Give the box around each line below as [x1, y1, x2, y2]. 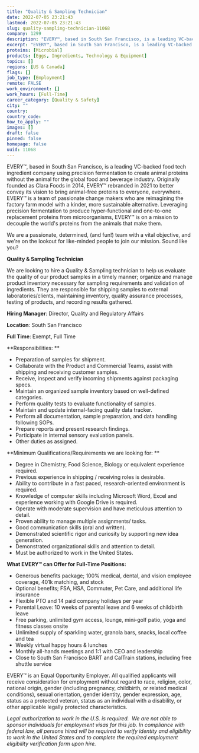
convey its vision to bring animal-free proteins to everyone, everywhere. [6, 188, 182, 195]
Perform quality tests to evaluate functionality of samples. [15, 400, 156, 407]
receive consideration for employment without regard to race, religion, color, [6, 678, 193, 685]
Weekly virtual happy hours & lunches [15, 641, 108, 649]
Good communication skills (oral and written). [15, 523, 126, 531]
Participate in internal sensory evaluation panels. [15, 431, 134, 439]
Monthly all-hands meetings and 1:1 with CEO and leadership [15, 647, 163, 654]
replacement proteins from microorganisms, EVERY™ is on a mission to [6, 213, 178, 220]
